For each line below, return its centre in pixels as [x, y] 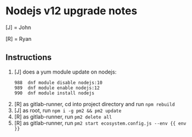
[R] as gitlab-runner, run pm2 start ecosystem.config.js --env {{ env [100, 123]
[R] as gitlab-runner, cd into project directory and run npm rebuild [95, 104]
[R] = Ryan [19, 39]
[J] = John [18, 27]
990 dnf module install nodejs [54, 93]
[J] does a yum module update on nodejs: [65, 72]
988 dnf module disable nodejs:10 [58, 82]
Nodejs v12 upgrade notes [71, 11]
